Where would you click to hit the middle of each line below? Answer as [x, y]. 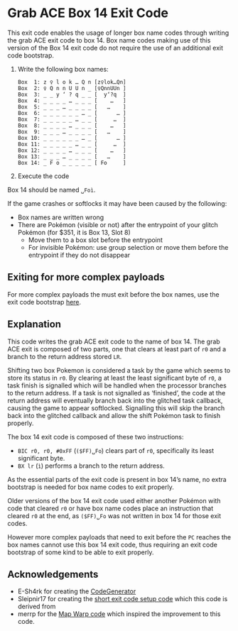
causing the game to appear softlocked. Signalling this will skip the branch [116, 408]
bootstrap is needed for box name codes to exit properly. [91, 487]
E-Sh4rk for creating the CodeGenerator [77, 591]
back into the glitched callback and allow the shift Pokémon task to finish [114, 415]
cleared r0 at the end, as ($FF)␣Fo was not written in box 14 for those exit [114, 515]
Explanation [34, 324]
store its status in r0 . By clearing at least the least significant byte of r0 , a [114, 378]
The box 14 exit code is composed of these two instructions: [96, 437]
